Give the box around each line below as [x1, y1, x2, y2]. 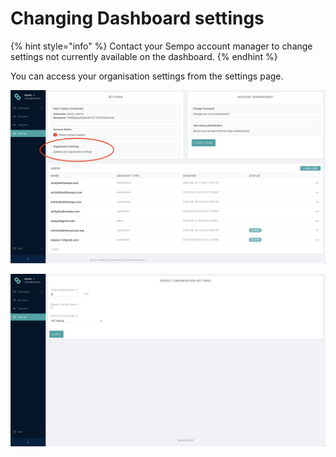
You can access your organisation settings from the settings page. [10, 70, 284, 82]
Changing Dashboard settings [10, 7, 265, 30]
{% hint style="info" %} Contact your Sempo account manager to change [10, 40, 313, 52]
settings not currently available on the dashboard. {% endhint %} [10, 50, 278, 62]
